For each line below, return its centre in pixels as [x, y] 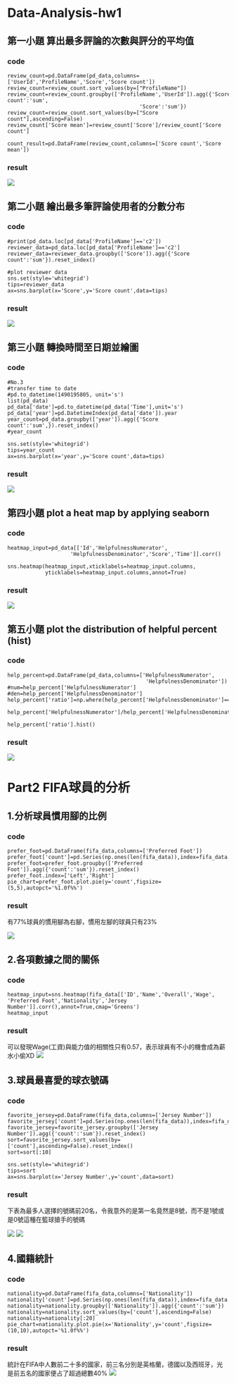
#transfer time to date [42, 388]
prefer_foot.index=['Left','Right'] [61, 875]
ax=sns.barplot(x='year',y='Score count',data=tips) [86, 456]
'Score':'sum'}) [163, 106]
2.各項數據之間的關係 [53, 959]
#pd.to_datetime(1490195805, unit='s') [66, 395]
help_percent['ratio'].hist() [52, 724]
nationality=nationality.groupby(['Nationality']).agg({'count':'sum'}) [116, 1306]
